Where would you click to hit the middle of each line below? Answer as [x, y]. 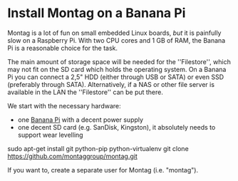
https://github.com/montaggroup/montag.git [72, 156]
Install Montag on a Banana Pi [97, 13]
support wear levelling [50, 135]
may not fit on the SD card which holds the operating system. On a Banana [117, 69]
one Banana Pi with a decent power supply [81, 120]
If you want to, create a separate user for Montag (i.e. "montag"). [103, 170]
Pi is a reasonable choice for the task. [63, 48]
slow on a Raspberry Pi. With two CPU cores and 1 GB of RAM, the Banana [117, 40]
